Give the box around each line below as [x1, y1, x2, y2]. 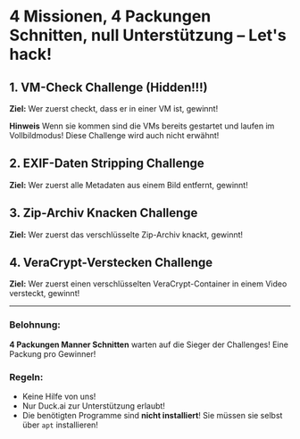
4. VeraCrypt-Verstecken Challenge [9, 255, 213, 270]
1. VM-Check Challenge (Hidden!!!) [9, 79, 208, 95]
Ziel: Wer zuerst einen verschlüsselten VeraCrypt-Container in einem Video [9, 278, 287, 289]
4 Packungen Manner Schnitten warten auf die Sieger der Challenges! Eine [9, 339, 288, 350]
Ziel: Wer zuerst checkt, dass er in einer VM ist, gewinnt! [9, 104, 219, 113]
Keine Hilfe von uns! [21, 391, 96, 402]
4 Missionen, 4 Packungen [9, 6, 212, 27]
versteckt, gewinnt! [9, 288, 80, 299]
